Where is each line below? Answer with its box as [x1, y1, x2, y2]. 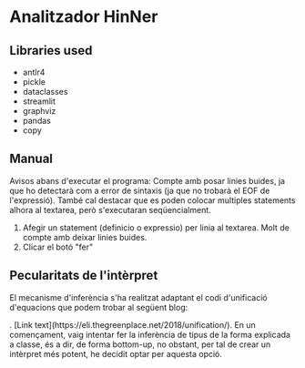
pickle [22, 77, 46, 87]
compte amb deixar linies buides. [22, 231, 147, 242]
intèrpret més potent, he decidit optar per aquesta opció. [9, 348, 223, 359]
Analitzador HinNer [9, 6, 158, 27]
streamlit [22, 96, 56, 107]
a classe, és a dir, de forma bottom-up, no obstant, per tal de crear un [9, 339, 271, 350]
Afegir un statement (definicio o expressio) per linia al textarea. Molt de [22, 221, 290, 233]
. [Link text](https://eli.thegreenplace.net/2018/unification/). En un [9, 319, 257, 330]
